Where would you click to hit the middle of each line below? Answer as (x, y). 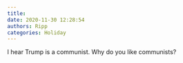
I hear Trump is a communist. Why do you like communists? (92, 52)
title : (17, 13)
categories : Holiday (37, 33)
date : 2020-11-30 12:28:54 (46, 20)
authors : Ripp (28, 26)
